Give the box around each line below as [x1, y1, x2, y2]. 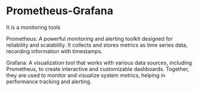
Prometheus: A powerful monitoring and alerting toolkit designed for [6, 35, 174, 42]
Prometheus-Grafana [6, 4, 114, 18]
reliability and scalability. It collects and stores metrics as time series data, [6, 41, 188, 48]
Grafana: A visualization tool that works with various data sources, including [6, 59, 192, 66]
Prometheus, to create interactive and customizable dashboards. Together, [6, 65, 190, 72]
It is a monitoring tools [6, 24, 61, 31]
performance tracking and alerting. [6, 78, 92, 85]
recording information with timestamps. [6, 47, 103, 54]
